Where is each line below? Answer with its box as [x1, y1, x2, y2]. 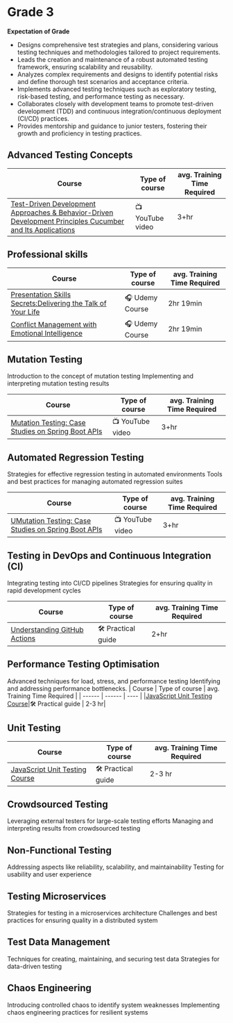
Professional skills [7, 249, 88, 260]
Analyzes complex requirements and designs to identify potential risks [17, 70, 218, 78]
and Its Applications [10, 225, 76, 235]
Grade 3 [7, 4, 54, 20]
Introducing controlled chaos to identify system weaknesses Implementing [7, 1001, 221, 1009]
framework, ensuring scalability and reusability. [17, 63, 153, 71]
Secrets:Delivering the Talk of [10, 298, 107, 308]
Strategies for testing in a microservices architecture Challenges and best [7, 909, 218, 917]
